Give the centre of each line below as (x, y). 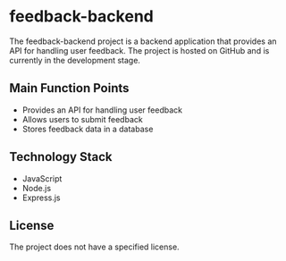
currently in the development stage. (75, 60)
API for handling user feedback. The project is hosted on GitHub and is (139, 50)
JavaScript (42, 178)
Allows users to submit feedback (82, 119)
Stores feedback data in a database (88, 129)
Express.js (41, 198)
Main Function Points (69, 88)
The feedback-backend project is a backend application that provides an (143, 41)
